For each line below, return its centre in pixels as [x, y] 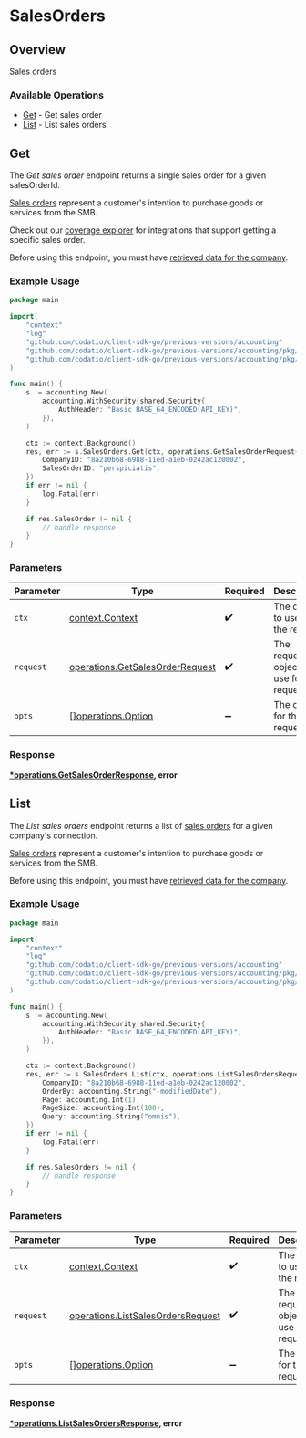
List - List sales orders [64, 125]
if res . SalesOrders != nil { [81, 1167]
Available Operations [57, 95]
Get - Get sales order [62, 115]
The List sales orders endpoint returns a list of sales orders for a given [141, 825]
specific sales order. [47, 240]
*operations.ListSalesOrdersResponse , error [96, 1423]
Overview [38, 50]
